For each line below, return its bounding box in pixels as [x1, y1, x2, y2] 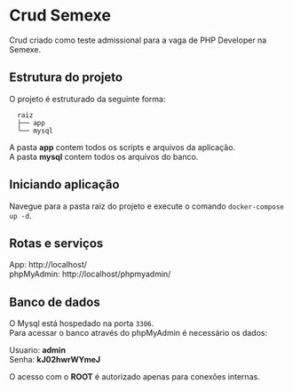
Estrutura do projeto [9, 70, 123, 85]
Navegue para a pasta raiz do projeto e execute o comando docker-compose [9, 201, 284, 211]
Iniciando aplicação [9, 177, 120, 192]
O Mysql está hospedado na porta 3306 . [9, 318, 154, 329]
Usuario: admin [9, 345, 67, 355]
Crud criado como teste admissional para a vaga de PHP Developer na [9, 35, 267, 45]
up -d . [9, 210, 32, 220]
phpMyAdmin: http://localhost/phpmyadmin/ [9, 268, 171, 280]
